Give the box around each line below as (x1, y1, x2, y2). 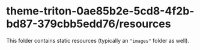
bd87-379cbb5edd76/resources (6, 17, 171, 31)
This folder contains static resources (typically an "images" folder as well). (6, 37, 190, 44)
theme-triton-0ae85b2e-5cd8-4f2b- (6, 4, 195, 18)
